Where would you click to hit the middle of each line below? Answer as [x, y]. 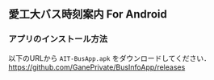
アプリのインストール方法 [58, 39]
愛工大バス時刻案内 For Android [88, 14]
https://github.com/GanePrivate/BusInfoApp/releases [97, 67]
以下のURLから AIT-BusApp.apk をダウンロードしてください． [110, 58]
